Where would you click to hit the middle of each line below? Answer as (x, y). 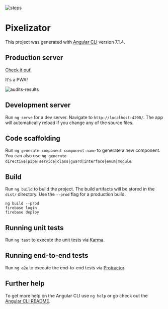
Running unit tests (34, 228)
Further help (25, 284)
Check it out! (18, 70)
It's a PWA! (17, 79)
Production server (34, 58)
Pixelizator (28, 28)
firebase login (21, 208)
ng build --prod (22, 203)
